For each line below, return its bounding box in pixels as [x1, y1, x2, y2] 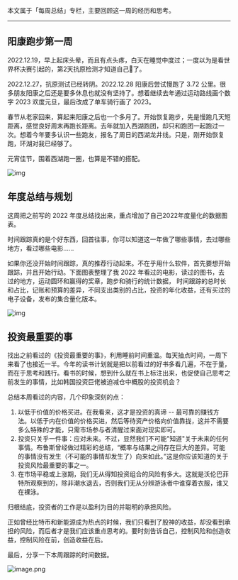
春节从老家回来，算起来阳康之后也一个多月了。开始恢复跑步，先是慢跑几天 [7, 112, 225, 121]
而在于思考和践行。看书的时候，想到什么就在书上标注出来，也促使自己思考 [7, 368, 225, 378]
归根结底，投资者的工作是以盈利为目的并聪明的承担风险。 [7, 503, 175, 511]
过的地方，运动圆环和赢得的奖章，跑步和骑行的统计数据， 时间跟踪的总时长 [7, 276, 227, 285]
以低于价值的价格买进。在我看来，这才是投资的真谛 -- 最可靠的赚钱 [17, 407, 214, 417]
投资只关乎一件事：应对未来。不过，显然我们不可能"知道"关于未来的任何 [17, 434, 229, 443]
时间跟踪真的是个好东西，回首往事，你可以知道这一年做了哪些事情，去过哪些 [7, 235, 231, 244]
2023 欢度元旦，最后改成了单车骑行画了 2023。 [15, 97, 155, 106]
